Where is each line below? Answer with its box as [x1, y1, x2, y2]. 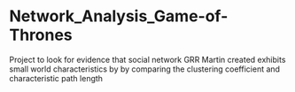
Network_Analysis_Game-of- [9, 6, 229, 27]
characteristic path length [9, 73, 104, 83]
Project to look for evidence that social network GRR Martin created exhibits [9, 54, 286, 65]
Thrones [9, 25, 73, 45]
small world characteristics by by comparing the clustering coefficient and [9, 64, 281, 74]
